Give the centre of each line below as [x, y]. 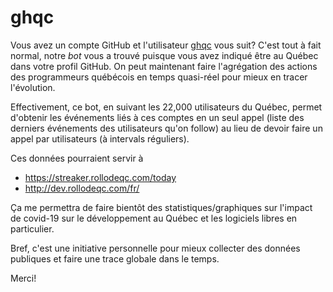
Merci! [23, 278]
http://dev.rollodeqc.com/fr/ [82, 188]
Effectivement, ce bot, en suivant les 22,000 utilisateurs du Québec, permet [166, 107]
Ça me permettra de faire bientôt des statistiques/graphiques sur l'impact [161, 207]
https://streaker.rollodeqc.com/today [100, 177]
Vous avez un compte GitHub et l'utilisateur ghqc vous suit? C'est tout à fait [166, 45]
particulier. [32, 228]
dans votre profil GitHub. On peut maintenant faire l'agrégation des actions [164, 66]
